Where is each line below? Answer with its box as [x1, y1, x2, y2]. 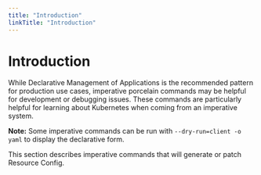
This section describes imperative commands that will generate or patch [8, 150, 241, 159]
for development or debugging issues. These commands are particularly [8, 95, 241, 104]
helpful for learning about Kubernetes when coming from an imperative [8, 103, 237, 112]
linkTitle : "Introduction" [8, 19, 96, 27]
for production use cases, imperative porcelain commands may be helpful [8, 87, 247, 96]
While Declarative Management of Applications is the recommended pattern [8, 78, 253, 87]
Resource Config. [8, 158, 65, 168]
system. [8, 111, 34, 121]
